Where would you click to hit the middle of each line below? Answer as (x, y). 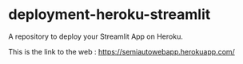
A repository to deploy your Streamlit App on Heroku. (96, 36)
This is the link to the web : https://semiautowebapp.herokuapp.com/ (122, 51)
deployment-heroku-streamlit (110, 15)
